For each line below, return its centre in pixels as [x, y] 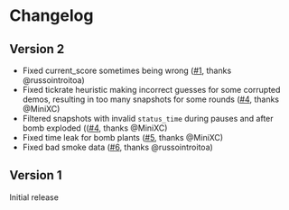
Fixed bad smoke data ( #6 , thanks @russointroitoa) [118, 147]
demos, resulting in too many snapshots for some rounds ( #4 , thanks [151, 99]
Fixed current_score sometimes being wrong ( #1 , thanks [127, 70]
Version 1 [36, 175]
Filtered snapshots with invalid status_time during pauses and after [148, 119]
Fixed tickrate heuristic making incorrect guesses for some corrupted [151, 90]
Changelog [51, 16]
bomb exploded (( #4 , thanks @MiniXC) [95, 128]
